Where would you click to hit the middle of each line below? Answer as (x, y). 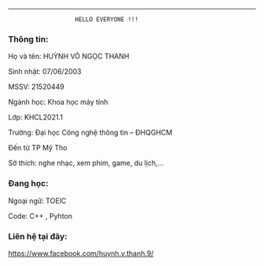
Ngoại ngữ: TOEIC (37, 201)
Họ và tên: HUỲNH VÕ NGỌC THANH (69, 57)
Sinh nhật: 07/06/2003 (45, 72)
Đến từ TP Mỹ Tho (38, 148)
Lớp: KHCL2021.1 (35, 117)
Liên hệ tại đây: (38, 236)
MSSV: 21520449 (37, 87)
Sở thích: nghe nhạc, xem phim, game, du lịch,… (86, 163)
